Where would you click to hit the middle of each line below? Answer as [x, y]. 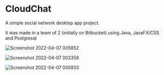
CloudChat [28, 9]
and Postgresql [21, 38]
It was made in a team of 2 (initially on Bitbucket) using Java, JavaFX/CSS [82, 32]
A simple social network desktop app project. [52, 23]
